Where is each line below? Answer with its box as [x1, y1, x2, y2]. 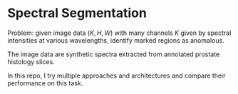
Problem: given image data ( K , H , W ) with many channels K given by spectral [7, 28, 232, 37]
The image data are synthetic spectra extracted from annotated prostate [7, 50, 220, 58]
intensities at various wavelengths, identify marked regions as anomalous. [7, 36, 224, 44]
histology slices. [7, 57, 55, 66]
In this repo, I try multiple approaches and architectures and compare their [7, 71, 226, 80]
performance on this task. [7, 78, 83, 87]
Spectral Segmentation [7, 5, 148, 21]
